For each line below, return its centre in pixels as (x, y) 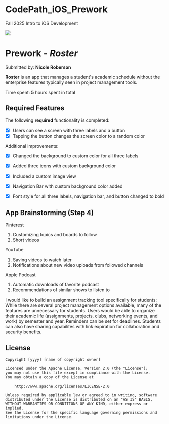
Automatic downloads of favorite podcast (56, 284)
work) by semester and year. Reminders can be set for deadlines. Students (83, 321)
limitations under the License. (39, 417)
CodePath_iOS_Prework (56, 9)
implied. (14, 408)
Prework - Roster (42, 53)
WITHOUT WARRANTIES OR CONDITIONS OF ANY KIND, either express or (77, 404)
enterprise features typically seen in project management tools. (71, 82)
